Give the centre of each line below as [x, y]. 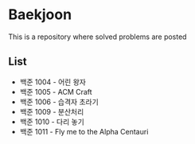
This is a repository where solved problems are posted [97, 37]
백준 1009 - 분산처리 [52, 111]
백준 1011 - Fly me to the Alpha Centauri [84, 131]
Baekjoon [40, 15]
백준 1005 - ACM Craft [56, 91]
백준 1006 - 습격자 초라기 [59, 102]
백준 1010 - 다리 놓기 [52, 122]
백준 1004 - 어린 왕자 [53, 82]
